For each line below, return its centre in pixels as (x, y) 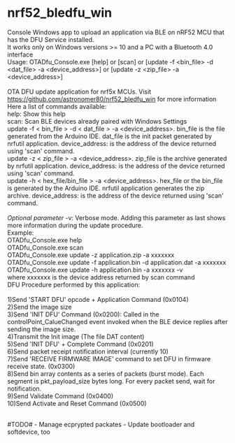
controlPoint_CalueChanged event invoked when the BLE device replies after (117, 321)
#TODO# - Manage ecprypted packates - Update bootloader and (101, 424)
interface (20, 55)
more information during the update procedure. (75, 225)
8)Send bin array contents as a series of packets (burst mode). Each (106, 373)
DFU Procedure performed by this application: (74, 284)
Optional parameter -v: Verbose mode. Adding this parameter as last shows (116, 217)
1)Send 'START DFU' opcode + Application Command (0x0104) (98, 299)
